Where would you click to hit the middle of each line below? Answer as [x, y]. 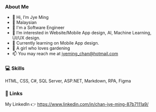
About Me [17, 7]
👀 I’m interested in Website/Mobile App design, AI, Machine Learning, [82, 33]
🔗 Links [14, 93]
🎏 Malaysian [24, 22]
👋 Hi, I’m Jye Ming [30, 17]
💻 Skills [15, 68]
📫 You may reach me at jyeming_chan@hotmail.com [65, 54]
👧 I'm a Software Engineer [38, 28]
